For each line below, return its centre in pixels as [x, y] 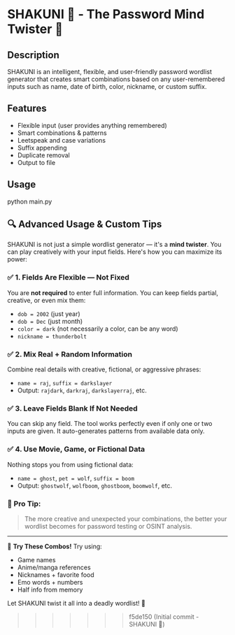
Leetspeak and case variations [62, 140]
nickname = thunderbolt [52, 336]
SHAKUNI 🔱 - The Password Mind [106, 14]
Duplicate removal [43, 155]
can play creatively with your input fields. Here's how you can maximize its [115, 252]
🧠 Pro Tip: [24, 504]
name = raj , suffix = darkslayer [65, 383]
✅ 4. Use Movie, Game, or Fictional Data [76, 449]
